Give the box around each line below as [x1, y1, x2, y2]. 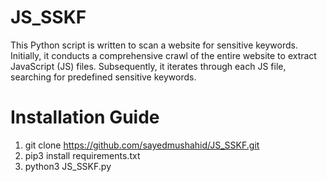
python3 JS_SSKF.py [24, 160, 112, 172]
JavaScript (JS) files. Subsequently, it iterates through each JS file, [10, 60, 287, 72]
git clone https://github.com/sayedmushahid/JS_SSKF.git [24, 139, 260, 151]
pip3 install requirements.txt [24, 149, 141, 161]
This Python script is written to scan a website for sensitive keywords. [10, 39, 298, 51]
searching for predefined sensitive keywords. [10, 71, 197, 83]
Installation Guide [10, 106, 160, 129]
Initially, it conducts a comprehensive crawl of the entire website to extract [10, 49, 317, 61]
